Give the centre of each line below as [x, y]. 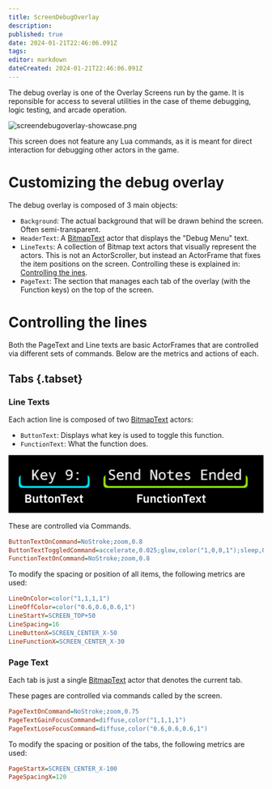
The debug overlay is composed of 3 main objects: [93, 205]
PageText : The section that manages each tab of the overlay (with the [135, 281]
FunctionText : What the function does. [84, 444]
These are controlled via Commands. [70, 525]
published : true [36, 34]
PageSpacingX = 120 [38, 777]
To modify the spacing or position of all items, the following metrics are [127, 574]
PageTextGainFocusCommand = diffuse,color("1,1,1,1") [97, 720]
